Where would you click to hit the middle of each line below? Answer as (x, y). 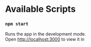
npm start (17, 24)
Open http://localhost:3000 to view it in (45, 39)
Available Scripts (41, 9)
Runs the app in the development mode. (45, 34)
